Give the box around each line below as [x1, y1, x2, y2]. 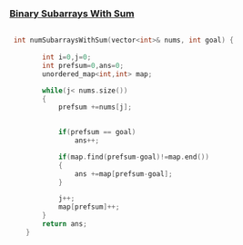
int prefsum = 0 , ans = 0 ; [42, 61, 125, 70]
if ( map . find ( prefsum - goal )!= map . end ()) [57, 152, 209, 162]
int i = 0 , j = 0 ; [42, 53, 92, 62]
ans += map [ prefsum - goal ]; [74, 169, 173, 179]
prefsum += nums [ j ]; [57, 103, 132, 112]
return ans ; [42, 220, 88, 229]
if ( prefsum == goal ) [57, 128, 137, 137]
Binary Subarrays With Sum [9, 7, 135, 20]
